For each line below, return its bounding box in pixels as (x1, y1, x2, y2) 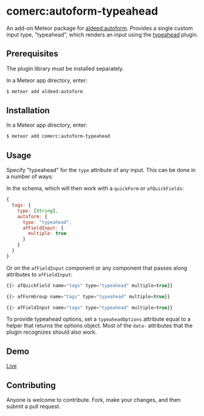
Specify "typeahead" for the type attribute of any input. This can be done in (6, 167, 196, 174)
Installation (6, 106, 50, 116)
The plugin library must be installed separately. (6, 65, 124, 72)
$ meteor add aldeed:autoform (6, 88, 83, 95)
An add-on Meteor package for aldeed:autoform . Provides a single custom (6, 24, 193, 32)
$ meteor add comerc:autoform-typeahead (6, 133, 111, 140)
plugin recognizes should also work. (6, 328, 97, 336)
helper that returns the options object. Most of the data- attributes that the (6, 322, 193, 329)
